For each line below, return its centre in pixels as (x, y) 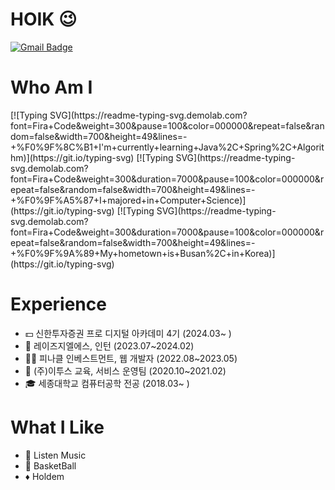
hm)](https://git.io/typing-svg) (72, 157)
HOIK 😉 (44, 19)
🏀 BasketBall (50, 465)
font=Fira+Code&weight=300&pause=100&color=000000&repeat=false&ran (167, 125)
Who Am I (51, 87)
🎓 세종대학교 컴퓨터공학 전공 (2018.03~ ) (107, 383)
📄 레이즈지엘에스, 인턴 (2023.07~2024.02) (109, 345)
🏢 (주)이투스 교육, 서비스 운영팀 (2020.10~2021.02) (125, 370)
